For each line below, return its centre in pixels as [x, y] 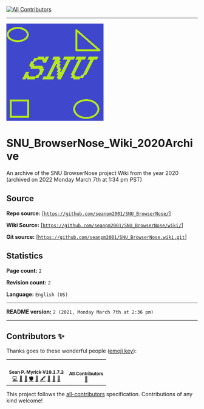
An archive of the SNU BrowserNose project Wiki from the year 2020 [93, 173]
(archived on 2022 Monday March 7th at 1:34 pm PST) [74, 179]
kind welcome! [25, 400]
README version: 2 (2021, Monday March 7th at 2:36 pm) [80, 311]
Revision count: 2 [29, 282]
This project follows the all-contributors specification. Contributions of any [100, 394]
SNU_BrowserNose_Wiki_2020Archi [100, 143]
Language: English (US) [37, 294]
